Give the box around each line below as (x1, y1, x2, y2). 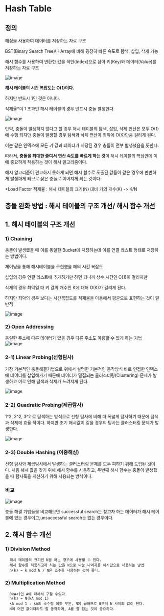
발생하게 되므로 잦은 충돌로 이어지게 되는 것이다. (10, 176, 102, 181)
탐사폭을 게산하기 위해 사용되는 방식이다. (15, 473, 93, 479)
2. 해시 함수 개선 (5, 530, 51, 539)
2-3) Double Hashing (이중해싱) (5, 449, 79, 455)
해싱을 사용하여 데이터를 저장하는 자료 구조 (5, 38, 87, 43)
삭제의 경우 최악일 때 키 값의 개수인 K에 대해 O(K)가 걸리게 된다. (5, 285, 127, 291)
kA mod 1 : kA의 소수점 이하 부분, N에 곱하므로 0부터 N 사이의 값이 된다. (9, 601, 145, 606)
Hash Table (5, 3, 52, 14)
